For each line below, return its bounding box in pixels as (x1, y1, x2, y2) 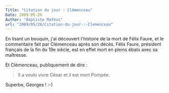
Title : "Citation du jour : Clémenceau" (5, 7, 93, 13)
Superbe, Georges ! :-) (5, 82, 53, 88)
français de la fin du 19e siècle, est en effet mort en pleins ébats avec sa (5, 46, 158, 53)
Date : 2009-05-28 (5, 12, 43, 17)
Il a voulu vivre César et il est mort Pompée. (17, 72, 110, 78)
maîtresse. (5, 52, 28, 58)
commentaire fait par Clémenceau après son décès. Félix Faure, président (5, 41, 161, 48)
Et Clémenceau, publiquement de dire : (5, 62, 88, 68)
